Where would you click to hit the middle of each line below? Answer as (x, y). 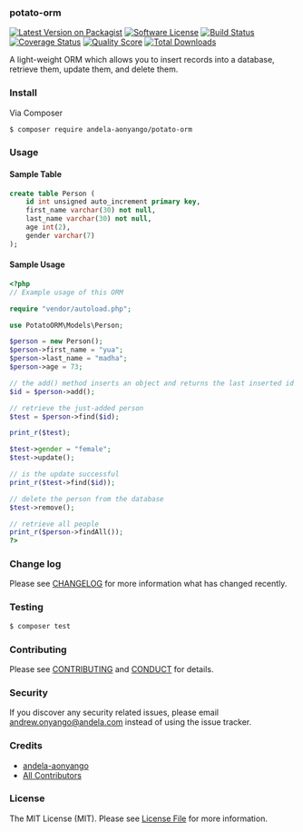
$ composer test (40, 626)
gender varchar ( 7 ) (60, 235)
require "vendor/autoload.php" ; (70, 309)
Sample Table (35, 173)
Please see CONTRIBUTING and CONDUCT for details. (112, 669)
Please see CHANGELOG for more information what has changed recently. (148, 584)
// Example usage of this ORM (67, 292)
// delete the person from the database (87, 499)
